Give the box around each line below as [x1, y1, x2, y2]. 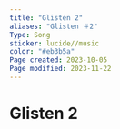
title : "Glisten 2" [9, 13, 84, 23]
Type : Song [9, 30, 51, 39]
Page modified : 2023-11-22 [9, 64, 112, 74]
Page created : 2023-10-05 [9, 55, 107, 64]
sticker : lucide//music [9, 38, 100, 48]
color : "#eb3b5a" [9, 47, 75, 56]
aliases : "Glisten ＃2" [9, 22, 98, 31]
